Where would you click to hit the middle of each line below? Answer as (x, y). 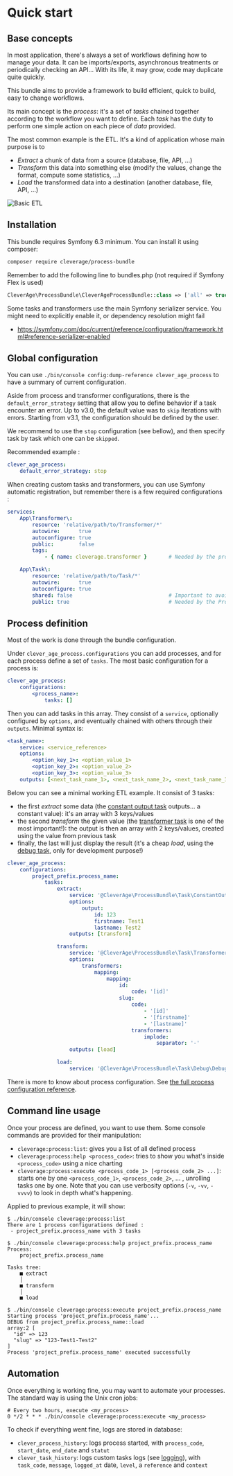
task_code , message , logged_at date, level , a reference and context (112, 1465)
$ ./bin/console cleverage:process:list (67, 1219)
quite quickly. (26, 77)
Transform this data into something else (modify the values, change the (119, 167)
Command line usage (54, 1111)
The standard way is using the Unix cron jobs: (73, 1398)
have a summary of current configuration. (67, 382)
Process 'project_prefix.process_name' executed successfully (99, 1352)
